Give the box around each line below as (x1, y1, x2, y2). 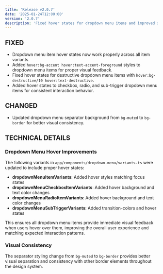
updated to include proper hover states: (5, 165, 84, 171)
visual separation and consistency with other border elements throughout (5, 258, 152, 264)
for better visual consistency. (26, 120, 85, 125)
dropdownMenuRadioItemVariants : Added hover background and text (12, 195, 154, 201)
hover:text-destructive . (45, 77, 94, 83)
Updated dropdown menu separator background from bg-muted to (12, 115, 144, 120)
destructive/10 (12, 78, 43, 83)
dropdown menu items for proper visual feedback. (12, 67, 113, 73)
